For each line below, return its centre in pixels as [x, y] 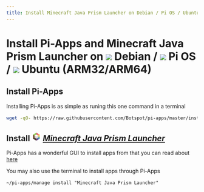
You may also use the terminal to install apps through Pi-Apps [83, 171]
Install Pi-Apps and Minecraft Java [95, 43]
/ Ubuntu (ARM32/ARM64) [79, 69]
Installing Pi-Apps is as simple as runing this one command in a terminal [96, 106]
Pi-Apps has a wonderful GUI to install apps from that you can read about [98, 153]
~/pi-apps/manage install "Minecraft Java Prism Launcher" [83, 183]
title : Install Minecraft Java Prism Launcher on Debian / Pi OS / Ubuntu [103, 13]
